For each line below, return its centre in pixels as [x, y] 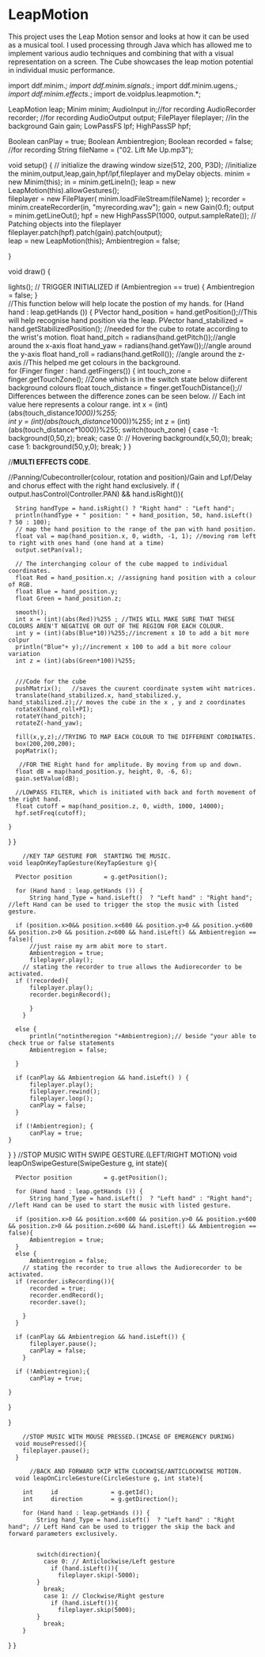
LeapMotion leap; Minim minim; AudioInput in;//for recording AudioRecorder [132, 109]
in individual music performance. [62, 70]
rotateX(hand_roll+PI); [54, 709]
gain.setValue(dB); [47, 778]
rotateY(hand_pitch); [51, 716]
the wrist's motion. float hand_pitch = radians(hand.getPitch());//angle [122, 337]
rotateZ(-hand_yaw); [49, 723]
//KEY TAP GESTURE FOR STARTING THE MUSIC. [97, 856]
